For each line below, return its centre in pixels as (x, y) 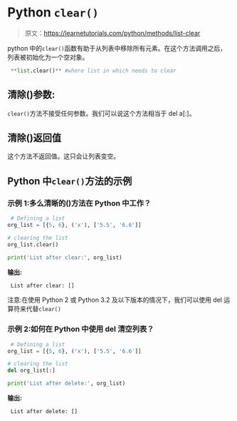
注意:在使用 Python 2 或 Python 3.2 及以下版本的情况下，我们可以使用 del (115, 300)
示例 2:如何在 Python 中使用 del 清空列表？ (81, 329)
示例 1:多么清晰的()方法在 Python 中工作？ (79, 203)
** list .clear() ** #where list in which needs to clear (93, 71)
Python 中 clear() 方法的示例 (70, 181)
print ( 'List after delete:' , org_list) (67, 384)
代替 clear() (44, 309)
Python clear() (53, 12)
